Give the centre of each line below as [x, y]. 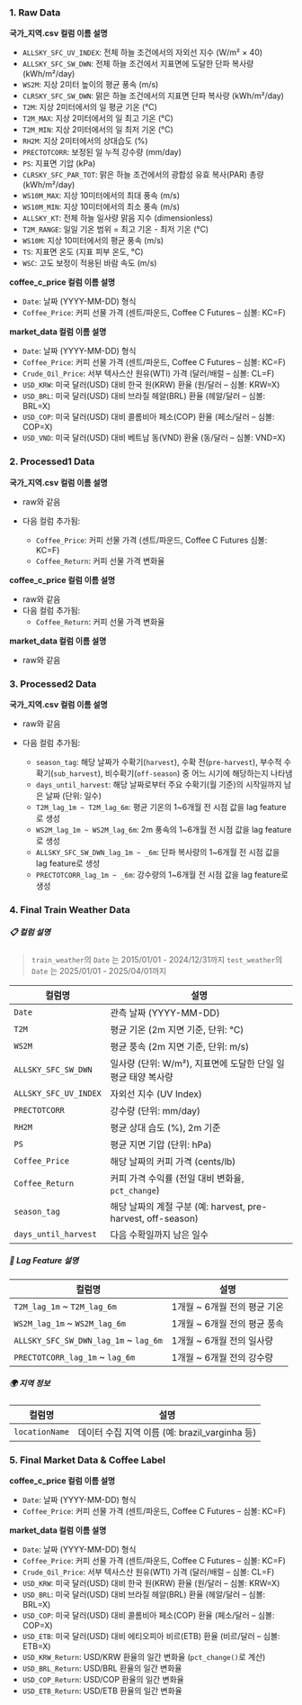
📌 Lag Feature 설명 [44, 1261]
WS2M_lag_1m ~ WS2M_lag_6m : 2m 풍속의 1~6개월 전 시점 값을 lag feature [164, 829]
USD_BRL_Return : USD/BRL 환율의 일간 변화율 [102, 1668]
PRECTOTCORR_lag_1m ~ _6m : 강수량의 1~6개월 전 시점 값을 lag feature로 [162, 874]
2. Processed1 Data [52, 461]
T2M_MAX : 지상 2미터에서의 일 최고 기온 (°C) [98, 118]
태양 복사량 [151, 1077]
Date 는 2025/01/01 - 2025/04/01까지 [99, 971]
